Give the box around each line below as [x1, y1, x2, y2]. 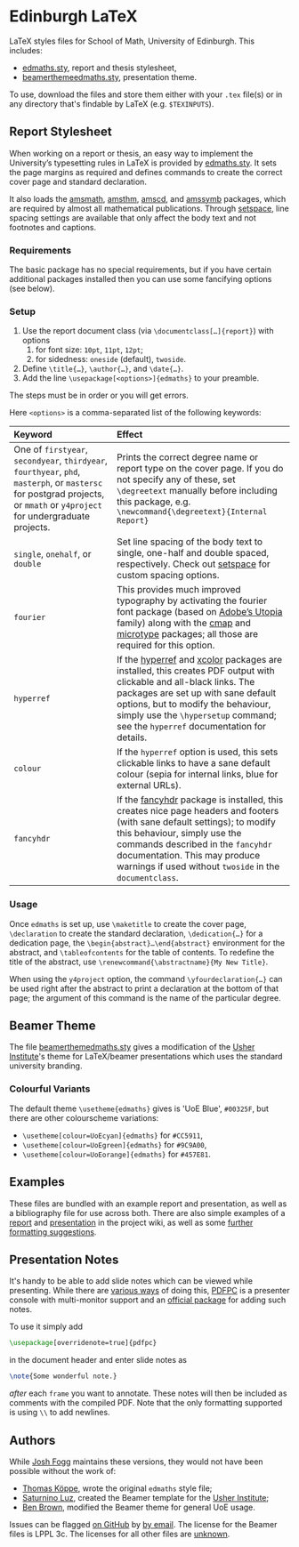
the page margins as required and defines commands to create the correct [9, 166, 283, 177]
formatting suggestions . [9, 1226, 97, 1237]
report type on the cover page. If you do [117, 463, 284, 475]
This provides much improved [117, 584, 242, 596]
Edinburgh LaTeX [9, 6, 138, 27]
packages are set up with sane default [117, 687, 277, 699]
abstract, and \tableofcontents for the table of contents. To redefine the [9, 947, 275, 957]
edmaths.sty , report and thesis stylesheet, [21, 62, 177, 73]
